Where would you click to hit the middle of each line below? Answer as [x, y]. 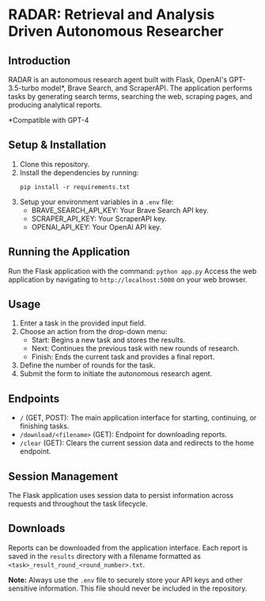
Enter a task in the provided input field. [83, 323]
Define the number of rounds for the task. [87, 365]
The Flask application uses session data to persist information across [121, 496]
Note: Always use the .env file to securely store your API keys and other [125, 580]
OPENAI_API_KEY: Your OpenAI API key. [97, 226]
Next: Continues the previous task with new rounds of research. [135, 348]
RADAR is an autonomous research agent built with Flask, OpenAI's [118, 80]
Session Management [63, 476]
